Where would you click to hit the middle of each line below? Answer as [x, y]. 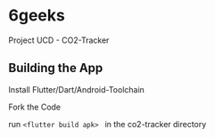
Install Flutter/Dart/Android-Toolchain [76, 89]
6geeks [37, 16]
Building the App [56, 68]
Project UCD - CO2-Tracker [59, 40]
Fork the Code [35, 107]
